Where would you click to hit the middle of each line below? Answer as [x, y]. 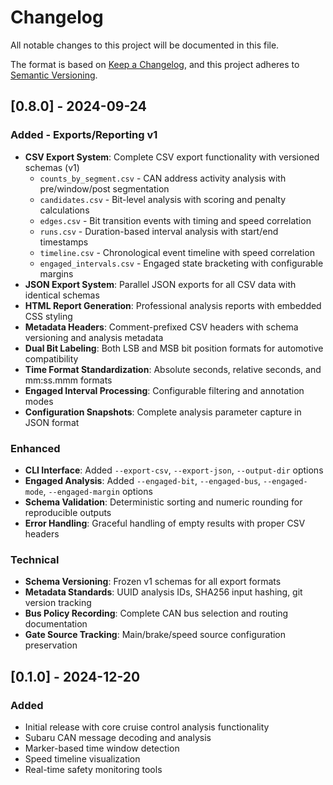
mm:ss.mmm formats [68, 380]
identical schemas [62, 295]
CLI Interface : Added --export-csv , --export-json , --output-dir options [174, 470]
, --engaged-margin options [98, 491]
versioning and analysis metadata [94, 337]
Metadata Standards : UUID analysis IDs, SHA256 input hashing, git [163, 592]
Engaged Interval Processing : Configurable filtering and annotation [164, 390]
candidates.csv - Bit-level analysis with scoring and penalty [163, 199]
